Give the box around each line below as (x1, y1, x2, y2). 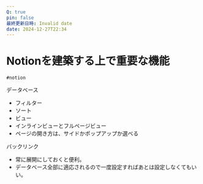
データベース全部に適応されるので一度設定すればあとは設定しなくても (15, 163, 191, 171)
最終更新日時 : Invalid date (6, 20, 72, 26)
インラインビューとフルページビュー (15, 122, 107, 130)
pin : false (6, 15, 34, 21)
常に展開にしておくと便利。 (15, 156, 85, 163)
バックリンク (6, 143, 39, 150)
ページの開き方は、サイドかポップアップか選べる (15, 130, 139, 138)
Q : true (6, 9, 26, 15)
